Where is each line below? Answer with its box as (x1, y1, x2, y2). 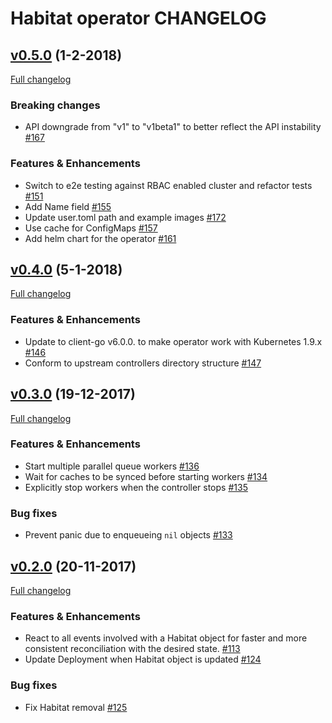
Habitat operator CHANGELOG (10, 7, 267, 30)
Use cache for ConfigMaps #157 (24, 222, 158, 234)
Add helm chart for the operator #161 (24, 232, 177, 244)
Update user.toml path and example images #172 (24, 211, 227, 223)
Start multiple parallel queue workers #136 (24, 460, 200, 472)
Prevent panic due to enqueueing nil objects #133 (24, 529, 233, 541)
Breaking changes (10, 98, 101, 112)
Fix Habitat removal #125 (24, 701, 128, 713)
